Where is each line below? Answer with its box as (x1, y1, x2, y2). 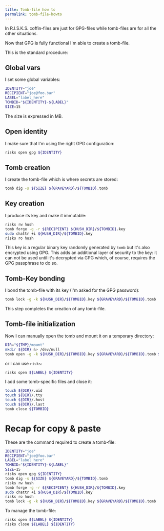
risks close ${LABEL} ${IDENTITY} (5, 522, 76, 527)
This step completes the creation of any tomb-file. (5, 306, 106, 312)
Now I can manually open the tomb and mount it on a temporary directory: (5, 333, 154, 339)
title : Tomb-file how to (5, 7, 56, 12)
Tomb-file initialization (5, 320, 76, 329)
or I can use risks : (5, 360, 42, 366)
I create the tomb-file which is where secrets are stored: (5, 177, 118, 182)
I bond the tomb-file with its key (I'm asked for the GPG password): (5, 287, 140, 293)
